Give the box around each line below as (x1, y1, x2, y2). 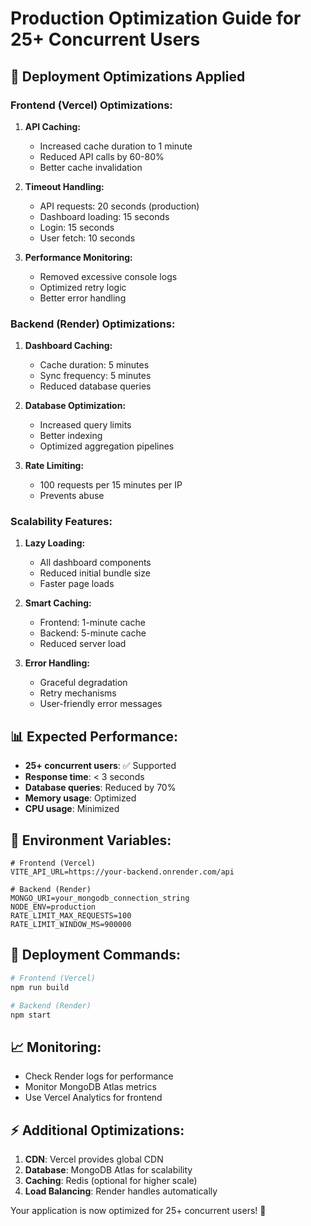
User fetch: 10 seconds (39, 232, 136, 244)
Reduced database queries (39, 380, 152, 392)
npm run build (10, 982, 70, 992)
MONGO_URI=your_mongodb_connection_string (10, 893, 190, 904)
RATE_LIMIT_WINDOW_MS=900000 (10, 920, 132, 930)
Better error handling (39, 292, 127, 304)
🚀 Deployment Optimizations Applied (10, 68, 246, 85)
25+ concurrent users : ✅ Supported (24, 760, 177, 772)
